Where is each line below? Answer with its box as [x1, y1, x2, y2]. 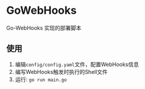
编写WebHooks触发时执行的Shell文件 [14, 68, 108, 75]
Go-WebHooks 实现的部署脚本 [6, 24, 82, 31]
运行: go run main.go [14, 76, 68, 83]
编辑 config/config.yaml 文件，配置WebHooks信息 [14, 61, 139, 68]
